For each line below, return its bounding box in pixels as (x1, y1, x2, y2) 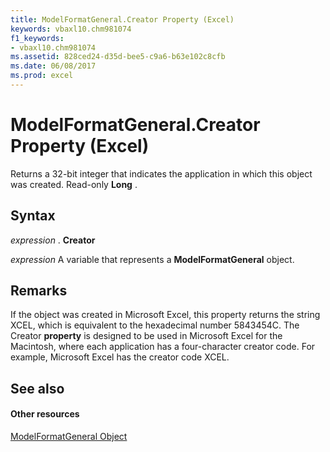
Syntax (10, 207, 56, 225)
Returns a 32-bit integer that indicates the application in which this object (10, 167, 313, 180)
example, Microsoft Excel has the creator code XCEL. (10, 351, 230, 363)
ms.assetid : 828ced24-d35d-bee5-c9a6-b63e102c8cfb (10, 52, 226, 62)
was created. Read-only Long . (10, 178, 138, 190)
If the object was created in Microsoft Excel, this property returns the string (10, 309, 321, 321)
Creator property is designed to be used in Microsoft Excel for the (10, 330, 283, 342)
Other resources (10, 408, 80, 420)
